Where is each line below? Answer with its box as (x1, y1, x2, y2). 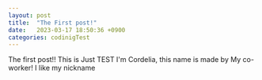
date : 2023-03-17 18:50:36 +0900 (8, 26, 126, 34)
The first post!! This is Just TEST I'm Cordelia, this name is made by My (8, 55, 241, 64)
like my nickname (38, 64, 96, 73)
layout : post (8, 11, 51, 20)
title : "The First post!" (8, 19, 97, 27)
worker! (8, 64, 33, 73)
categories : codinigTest (8, 33, 90, 42)
